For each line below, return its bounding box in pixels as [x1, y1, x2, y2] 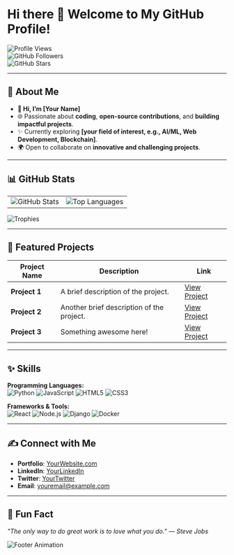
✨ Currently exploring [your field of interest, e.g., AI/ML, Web [17, 127, 197, 136]
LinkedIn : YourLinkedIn [17, 467, 85, 475]
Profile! [7, 21, 51, 37]
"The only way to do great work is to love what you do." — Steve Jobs [7, 527, 209, 535]
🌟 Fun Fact [7, 508, 54, 520]
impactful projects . [17, 120, 74, 128]
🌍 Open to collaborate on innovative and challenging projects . [17, 143, 201, 151]
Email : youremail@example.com [17, 482, 110, 490]
